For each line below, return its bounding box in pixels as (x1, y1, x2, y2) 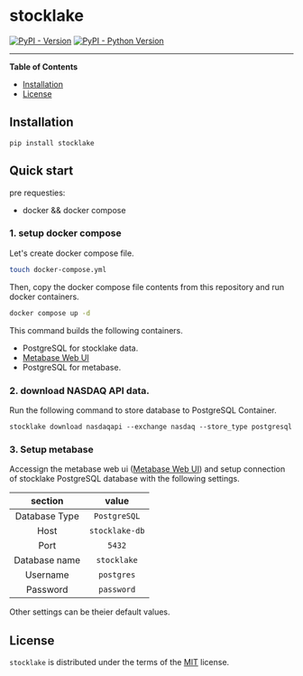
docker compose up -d (9, 308, 91, 317)
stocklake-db (88, 526, 145, 536)
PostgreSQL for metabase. (22, 361, 122, 372)
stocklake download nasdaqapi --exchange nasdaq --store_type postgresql (9, 422, 293, 431)
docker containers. (9, 291, 79, 302)
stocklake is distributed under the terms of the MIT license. (9, 657, 230, 668)
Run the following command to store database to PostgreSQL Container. (9, 404, 277, 416)
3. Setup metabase (9, 443, 94, 455)
